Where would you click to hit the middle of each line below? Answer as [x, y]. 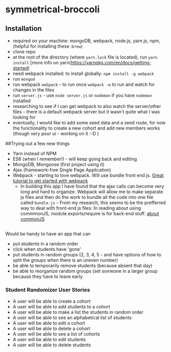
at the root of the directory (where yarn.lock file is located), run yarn [85, 57]
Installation [24, 29]
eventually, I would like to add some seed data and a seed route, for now [89, 123]
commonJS [33, 219]
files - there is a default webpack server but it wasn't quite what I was [86, 112]
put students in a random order [45, 244]
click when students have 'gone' [47, 249]
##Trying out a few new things [38, 143]
